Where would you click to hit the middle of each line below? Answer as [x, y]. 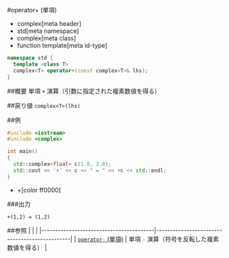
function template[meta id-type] [62, 45]
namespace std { [30, 58]
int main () [23, 152]
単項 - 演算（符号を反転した [168, 239]
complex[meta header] [49, 24]
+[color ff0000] [39, 190]
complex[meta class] [46, 38]
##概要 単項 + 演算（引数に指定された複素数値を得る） [84, 91]
